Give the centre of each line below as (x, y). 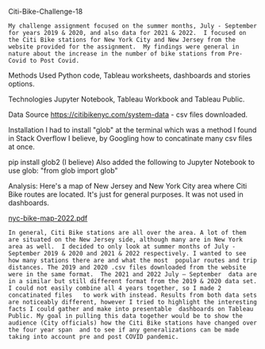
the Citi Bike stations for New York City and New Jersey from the (122, 40)
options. (22, 84)
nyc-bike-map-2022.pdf (48, 218)
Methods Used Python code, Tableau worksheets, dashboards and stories (130, 75)
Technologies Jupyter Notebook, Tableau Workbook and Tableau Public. (127, 99)
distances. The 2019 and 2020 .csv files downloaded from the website (127, 267)
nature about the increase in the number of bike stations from (117, 54)
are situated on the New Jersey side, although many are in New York (126, 240)
